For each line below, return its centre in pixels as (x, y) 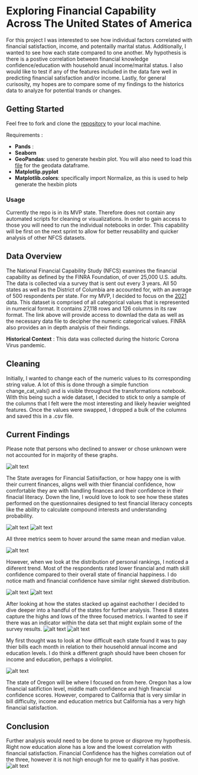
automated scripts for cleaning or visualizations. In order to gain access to (96, 219)
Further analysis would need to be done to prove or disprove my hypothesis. (99, 741)
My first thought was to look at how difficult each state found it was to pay (97, 641)
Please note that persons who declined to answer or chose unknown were (96, 449)
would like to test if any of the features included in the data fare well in (92, 71)
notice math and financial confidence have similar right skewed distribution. (98, 581)
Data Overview (34, 256)
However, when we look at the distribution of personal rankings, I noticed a (97, 562)
